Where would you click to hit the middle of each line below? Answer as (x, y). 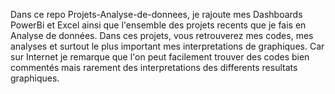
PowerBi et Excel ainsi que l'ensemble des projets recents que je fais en (158, 25)
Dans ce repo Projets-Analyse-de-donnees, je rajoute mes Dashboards (156, 14)
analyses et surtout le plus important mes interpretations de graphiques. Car (167, 46)
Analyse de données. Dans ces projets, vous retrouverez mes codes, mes (162, 35)
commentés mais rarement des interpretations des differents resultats (154, 67)
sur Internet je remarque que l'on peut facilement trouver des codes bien (160, 57)
